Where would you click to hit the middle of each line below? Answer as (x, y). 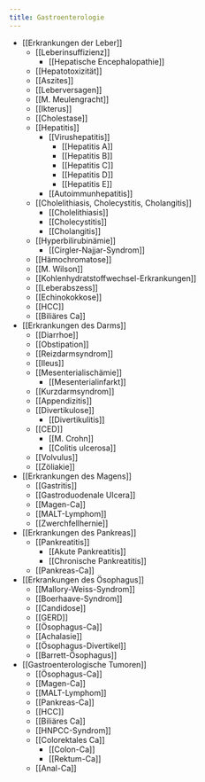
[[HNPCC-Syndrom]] (73, 730)
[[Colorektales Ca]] (70, 739)
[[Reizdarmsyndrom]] (74, 353)
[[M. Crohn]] (71, 438)
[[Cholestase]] (61, 118)
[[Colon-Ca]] (72, 749)
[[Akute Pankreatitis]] (87, 551)
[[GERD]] (51, 617)
